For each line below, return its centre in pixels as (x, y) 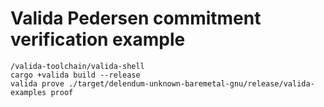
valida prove (37, 83)
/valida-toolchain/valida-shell (77, 66)
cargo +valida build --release (75, 75)
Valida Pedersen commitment (136, 18)
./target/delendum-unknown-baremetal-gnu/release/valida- (191, 83)
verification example (98, 39)
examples (28, 92)
